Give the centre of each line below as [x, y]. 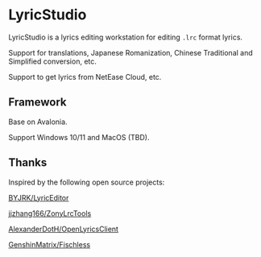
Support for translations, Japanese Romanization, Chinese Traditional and [131, 52]
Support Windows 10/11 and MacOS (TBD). [79, 137]
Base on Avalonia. [38, 122]
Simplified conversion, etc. [52, 61]
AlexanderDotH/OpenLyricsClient [64, 229]
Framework [37, 102]
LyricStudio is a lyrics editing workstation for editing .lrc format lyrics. [126, 37]
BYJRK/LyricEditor [39, 197]
